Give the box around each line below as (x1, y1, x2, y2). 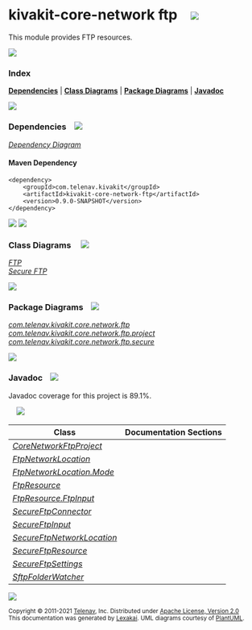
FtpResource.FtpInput (12, 492, 95, 503)
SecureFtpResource (12, 544, 88, 556)
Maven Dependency (8, 158, 78, 168)
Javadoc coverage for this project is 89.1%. (8, 390, 151, 400)
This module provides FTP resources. (8, 32, 133, 42)
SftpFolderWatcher (12, 571, 85, 582)
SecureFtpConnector (12, 506, 92, 517)
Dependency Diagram (8, 140, 82, 149)
